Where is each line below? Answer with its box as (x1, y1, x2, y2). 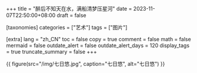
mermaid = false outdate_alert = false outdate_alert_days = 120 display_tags (6, 42, 190, 49)
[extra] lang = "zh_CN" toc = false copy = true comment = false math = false (6, 36, 191, 42)
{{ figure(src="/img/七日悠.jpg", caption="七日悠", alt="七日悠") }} (6, 61, 165, 67)
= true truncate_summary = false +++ (6, 48, 97, 55)
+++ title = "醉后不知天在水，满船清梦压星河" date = (6, 5, 132, 12)
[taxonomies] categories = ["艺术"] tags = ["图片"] (6, 24, 128, 31)
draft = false (56, 12, 86, 19)
